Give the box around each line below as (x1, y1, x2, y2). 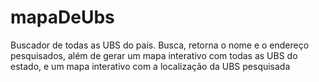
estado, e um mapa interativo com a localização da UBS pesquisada (10, 60, 291, 72)
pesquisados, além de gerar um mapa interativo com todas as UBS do (10, 49, 298, 61)
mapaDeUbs (10, 6, 115, 29)
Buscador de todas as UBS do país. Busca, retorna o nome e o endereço (10, 39, 310, 51)
